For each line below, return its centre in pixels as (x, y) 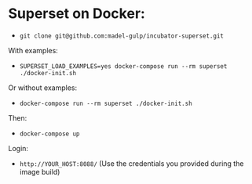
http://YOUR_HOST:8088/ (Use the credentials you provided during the (131, 163)
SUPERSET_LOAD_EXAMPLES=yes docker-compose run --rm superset (123, 66)
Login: (18, 148)
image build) (40, 171)
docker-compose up (49, 134)
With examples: (33, 50)
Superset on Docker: (77, 14)
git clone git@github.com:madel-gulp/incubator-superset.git (122, 36)
